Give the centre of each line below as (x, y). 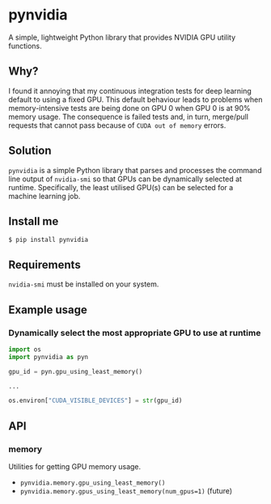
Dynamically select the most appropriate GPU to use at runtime (135, 332)
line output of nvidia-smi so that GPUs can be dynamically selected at (125, 179)
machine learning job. (44, 196)
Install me (34, 221)
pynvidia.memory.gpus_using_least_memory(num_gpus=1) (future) (126, 490)
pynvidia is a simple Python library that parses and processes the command (135, 170)
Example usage (48, 309)
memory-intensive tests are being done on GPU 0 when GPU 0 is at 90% (129, 108)
